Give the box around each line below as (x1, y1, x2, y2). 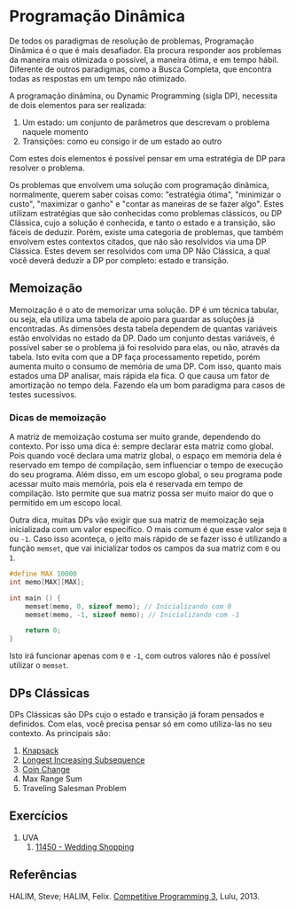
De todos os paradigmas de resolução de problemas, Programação (9, 35, 254, 46)
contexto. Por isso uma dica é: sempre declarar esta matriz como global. (9, 441, 275, 451)
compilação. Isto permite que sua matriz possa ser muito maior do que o (9, 488, 274, 498)
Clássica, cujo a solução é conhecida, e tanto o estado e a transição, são (9, 217, 276, 228)
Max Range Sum (21, 773, 82, 784)
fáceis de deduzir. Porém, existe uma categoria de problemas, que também (9, 226, 284, 237)
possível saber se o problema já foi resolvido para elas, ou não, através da (9, 341, 281, 352)
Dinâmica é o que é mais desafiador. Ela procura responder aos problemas (9, 44, 282, 55)
